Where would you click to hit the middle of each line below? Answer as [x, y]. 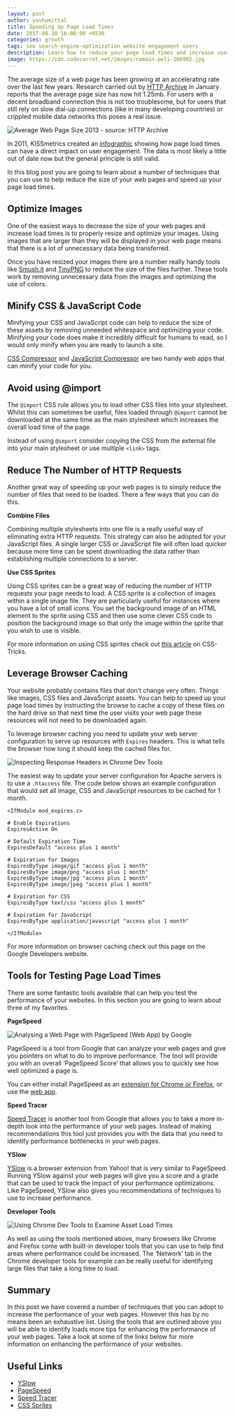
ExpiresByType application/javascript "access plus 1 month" [98, 921]
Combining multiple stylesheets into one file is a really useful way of [105, 529]
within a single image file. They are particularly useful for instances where [114, 601]
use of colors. [27, 283]
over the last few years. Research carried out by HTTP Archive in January [113, 86]
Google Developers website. [48, 953]
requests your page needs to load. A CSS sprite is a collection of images [112, 593]
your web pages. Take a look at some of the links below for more [100, 1337]
